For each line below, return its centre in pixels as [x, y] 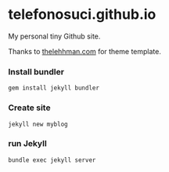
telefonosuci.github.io [82, 15]
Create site [29, 108]
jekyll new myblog [38, 124]
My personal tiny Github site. [54, 36]
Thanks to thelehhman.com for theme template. [85, 51]
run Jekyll [27, 144]
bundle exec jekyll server [52, 160]
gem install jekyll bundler [54, 88]
